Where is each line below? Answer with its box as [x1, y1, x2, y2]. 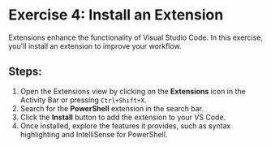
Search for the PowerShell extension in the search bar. [19, 103, 204, 113]
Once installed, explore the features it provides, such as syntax [19, 120, 231, 131]
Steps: [8, 65, 42, 79]
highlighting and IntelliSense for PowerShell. [19, 129, 168, 139]
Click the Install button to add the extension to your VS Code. [19, 112, 226, 122]
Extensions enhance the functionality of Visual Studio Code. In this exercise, [8, 32, 264, 42]
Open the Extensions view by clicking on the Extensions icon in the [19, 86, 246, 96]
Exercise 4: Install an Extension [8, 6, 224, 24]
